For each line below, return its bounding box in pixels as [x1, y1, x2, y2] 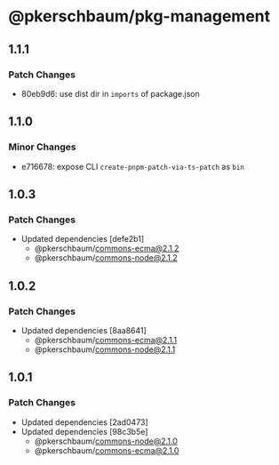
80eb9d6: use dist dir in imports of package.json [20, 88, 201, 99]
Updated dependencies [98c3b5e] [20, 426, 148, 437]
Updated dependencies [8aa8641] [20, 325, 147, 335]
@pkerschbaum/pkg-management [8, 6, 271, 27]
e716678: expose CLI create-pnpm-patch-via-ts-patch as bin [20, 161, 245, 172]
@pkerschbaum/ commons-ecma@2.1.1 [34, 334, 178, 345]
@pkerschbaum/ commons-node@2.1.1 [34, 344, 176, 355]
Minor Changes [8, 140, 76, 153]
